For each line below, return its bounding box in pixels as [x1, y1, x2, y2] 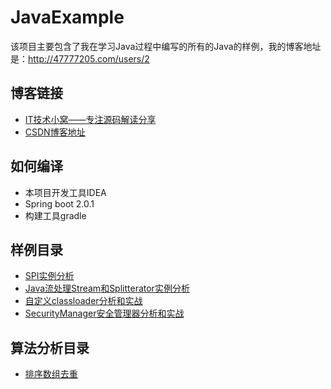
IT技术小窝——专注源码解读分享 [24, 113, 157, 125]
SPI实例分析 [24, 270, 75, 282]
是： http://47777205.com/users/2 [10, 52, 150, 65]
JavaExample [10, 6, 125, 29]
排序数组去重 [24, 368, 78, 380]
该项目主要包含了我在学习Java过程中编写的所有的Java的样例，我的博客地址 [10, 40, 322, 52]
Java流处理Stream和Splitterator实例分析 [24, 282, 190, 295]
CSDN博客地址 [24, 126, 86, 138]
